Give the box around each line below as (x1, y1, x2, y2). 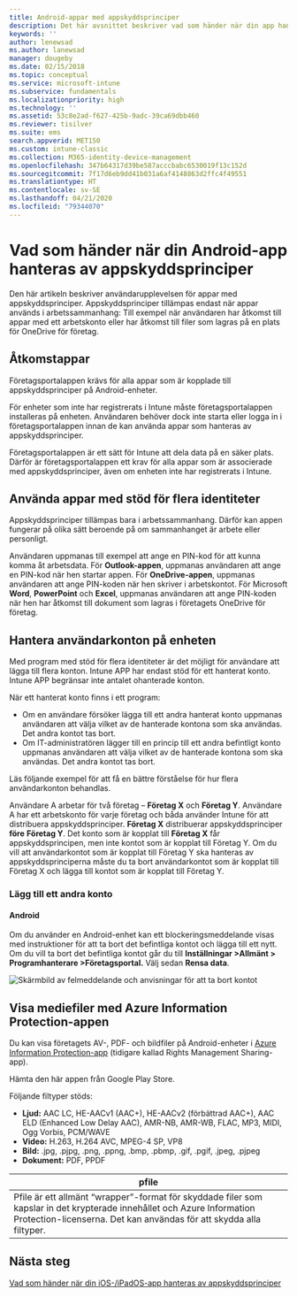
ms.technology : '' (9, 104, 77, 112)
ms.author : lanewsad (9, 46, 86, 55)
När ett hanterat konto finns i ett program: (9, 692, 161, 703)
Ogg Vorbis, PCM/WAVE (21, 1127, 110, 1138)
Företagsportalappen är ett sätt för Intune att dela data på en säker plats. (9, 447, 274, 457)
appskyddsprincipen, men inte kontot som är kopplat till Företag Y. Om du (9, 838, 277, 848)
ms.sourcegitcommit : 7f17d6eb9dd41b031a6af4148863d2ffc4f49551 (9, 169, 247, 178)
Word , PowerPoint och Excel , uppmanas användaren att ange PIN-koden (9, 588, 277, 599)
